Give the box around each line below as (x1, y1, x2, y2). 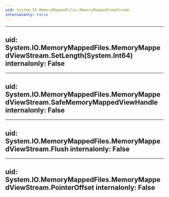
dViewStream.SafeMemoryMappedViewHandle (5, 98, 158, 107)
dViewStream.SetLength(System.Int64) (5, 51, 133, 60)
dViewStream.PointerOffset (5, 183, 95, 192)
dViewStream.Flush (5, 144, 69, 153)
